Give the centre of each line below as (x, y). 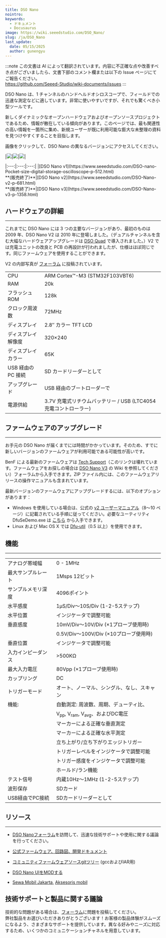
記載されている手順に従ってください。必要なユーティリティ (90, 514)
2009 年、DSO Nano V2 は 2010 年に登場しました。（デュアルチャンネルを (81, 235)
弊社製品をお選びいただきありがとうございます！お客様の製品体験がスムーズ (83, 918)
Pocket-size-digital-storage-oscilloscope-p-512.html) (60, 171)
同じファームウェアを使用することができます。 (61, 254)
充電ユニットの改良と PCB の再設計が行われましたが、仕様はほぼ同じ (80, 247)
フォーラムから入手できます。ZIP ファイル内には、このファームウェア (84, 474)
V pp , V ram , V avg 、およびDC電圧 (92, 714)
